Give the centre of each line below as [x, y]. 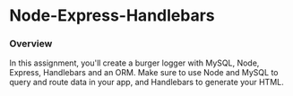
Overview [31, 44]
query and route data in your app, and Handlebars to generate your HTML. [146, 83]
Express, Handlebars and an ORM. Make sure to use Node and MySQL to [144, 73]
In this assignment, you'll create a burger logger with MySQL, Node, [134, 63]
